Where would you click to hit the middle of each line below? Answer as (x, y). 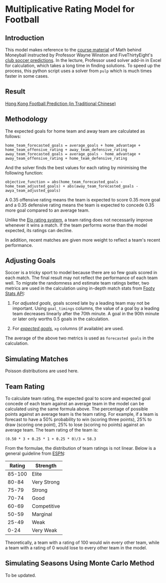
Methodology (27, 119)
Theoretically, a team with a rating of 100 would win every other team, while (82, 542)
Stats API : (15, 293)
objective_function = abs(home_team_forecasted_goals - (64, 182)
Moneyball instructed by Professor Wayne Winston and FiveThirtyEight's (79, 55)
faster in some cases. (27, 76)
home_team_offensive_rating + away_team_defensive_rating (66, 149)
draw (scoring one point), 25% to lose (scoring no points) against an (75, 425)
